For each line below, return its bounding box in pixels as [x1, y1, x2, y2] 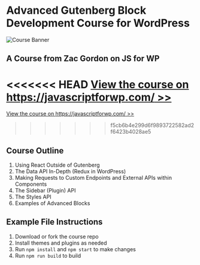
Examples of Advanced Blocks [14, 200, 90, 207]
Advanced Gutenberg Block [6, 4, 147, 17]
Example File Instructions [6, 217, 103, 227]
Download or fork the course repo [14, 233, 99, 240]
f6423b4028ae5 [110, 128, 151, 135]
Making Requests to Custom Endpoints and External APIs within [14, 174, 172, 182]
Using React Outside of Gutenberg [14, 161, 100, 168]
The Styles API [14, 193, 52, 201]
